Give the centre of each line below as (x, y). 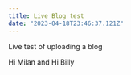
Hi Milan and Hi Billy (41, 62)
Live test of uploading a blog (55, 46)
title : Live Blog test (46, 16)
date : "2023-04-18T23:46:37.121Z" (66, 23)
